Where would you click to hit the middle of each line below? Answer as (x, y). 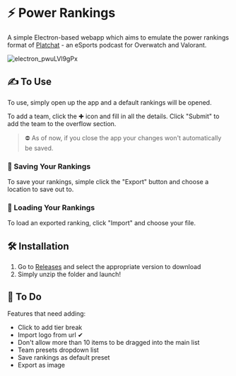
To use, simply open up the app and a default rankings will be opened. (110, 102)
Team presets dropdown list (58, 350)
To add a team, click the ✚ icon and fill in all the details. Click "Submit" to (113, 116)
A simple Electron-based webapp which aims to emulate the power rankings (118, 37)
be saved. (39, 148)
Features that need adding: (47, 313)
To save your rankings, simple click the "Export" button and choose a (108, 182)
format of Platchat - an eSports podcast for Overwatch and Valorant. (107, 45)
